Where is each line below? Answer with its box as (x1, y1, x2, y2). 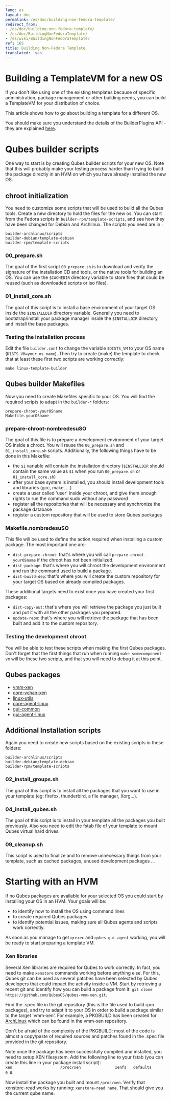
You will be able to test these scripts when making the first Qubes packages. (5, 644, 166, 651)
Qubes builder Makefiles (5, 380, 85, 388)
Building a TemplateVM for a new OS (5, 72, 163, 84)
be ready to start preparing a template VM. (5, 940, 95, 946)
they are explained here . (5, 125, 56, 132)
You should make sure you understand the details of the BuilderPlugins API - (5, 120, 166, 126)
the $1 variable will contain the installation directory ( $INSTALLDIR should (12, 463, 164, 469)
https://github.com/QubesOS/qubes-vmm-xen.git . (5, 991, 108, 998)
